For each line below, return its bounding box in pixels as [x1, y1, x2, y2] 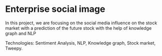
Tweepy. [5, 45, 23, 51]
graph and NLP [5, 30, 36, 36]
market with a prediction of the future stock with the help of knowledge [5, 25, 152, 31]
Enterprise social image [5, 3, 105, 15]
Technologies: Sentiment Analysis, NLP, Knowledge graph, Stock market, [5, 40, 156, 46]
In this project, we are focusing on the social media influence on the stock [5, 20, 157, 26]
